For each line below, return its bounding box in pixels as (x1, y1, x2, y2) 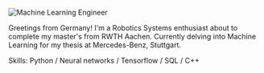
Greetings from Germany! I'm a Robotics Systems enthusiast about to (8, 23, 238, 32)
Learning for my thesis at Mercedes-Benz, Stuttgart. (8, 40, 182, 50)
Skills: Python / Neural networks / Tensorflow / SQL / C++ (8, 56, 200, 65)
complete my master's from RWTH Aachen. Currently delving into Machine (8, 32, 256, 41)
